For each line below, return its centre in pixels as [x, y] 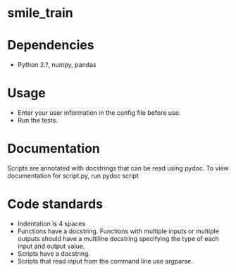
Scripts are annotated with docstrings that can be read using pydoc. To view [118, 168]
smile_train [40, 13]
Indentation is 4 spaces [51, 223]
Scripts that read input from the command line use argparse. [105, 261]
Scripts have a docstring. [54, 253]
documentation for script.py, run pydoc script [73, 175]
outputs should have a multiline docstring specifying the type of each [118, 238]
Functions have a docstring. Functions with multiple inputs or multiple [118, 231]
